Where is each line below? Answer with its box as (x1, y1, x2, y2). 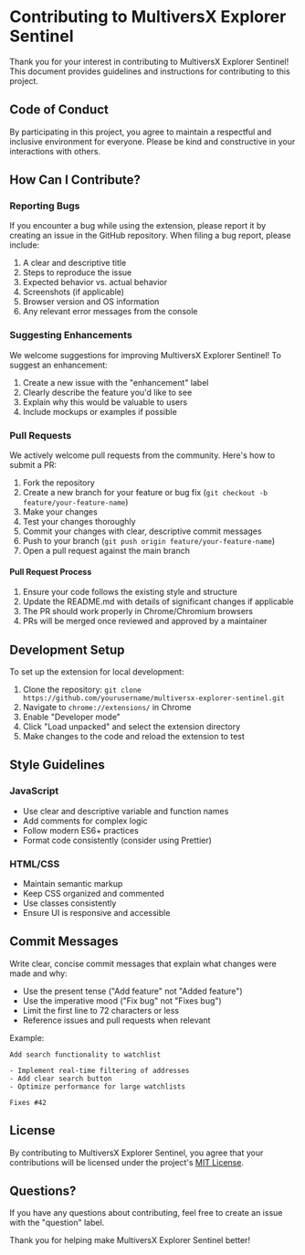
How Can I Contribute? (9, 172, 142, 188)
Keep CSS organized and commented (22, 888, 164, 899)
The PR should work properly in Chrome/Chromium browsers (22, 606, 254, 617)
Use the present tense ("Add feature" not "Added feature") (22, 985, 244, 996)
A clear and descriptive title (22, 258, 127, 269)
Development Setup (9, 642, 125, 657)
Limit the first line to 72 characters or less (22, 1005, 180, 1016)
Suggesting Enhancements (9, 329, 132, 342)
